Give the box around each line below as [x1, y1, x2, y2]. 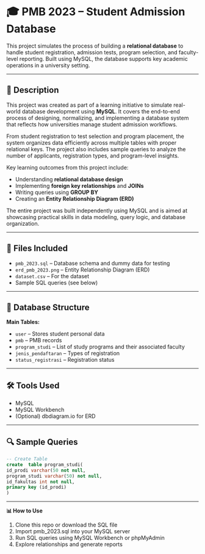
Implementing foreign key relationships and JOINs [15, 182, 145, 189]
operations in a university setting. [6, 62, 90, 69]
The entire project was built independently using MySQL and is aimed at [6, 207, 188, 214]
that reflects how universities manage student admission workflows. [6, 120, 178, 128]
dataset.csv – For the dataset [15, 272, 90, 279]
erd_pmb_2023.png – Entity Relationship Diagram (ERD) [15, 266, 150, 273]
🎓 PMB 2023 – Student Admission [6, 5, 185, 19]
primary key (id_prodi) [6, 484, 67, 491]
